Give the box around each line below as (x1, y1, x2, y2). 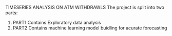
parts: (5, 10, 18, 16)
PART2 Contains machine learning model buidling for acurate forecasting (12, 25, 167, 31)
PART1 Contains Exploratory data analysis (12, 20, 101, 25)
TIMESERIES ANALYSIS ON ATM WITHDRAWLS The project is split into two (5, 5, 165, 10)
